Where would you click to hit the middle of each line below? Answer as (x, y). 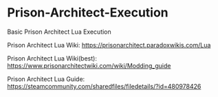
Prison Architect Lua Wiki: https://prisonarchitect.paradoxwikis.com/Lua (109, 45)
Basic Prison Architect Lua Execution (59, 32)
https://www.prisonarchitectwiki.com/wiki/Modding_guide (89, 65)
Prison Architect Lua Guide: (46, 79)
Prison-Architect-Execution (88, 13)
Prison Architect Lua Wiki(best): (52, 58)
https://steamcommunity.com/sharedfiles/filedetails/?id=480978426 (104, 86)
